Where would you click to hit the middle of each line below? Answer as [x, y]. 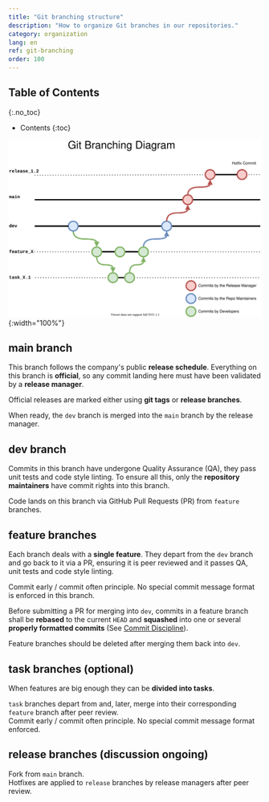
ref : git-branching [41, 51]
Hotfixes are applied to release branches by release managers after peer [128, 782]
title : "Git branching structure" [66, 17]
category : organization [48, 34]
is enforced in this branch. [51, 596]
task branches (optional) [71, 669]
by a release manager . [46, 385]
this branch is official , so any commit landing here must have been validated [134, 376]
